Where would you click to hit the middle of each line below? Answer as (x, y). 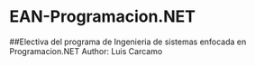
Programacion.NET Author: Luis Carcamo (86, 51)
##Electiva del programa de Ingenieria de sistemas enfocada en (128, 42)
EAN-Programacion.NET (103, 17)
